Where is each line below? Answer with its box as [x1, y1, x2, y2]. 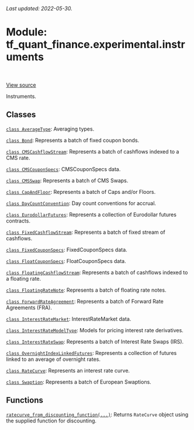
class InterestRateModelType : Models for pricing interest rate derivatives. [6, 326, 184, 333]
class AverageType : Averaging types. [6, 125, 95, 132]
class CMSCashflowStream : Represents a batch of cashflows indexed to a [6, 148, 179, 155]
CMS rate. [6, 154, 30, 161]
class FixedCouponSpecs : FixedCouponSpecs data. [6, 246, 127, 253]
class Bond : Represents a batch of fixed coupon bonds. [6, 136, 140, 144]
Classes [6, 110, 36, 120]
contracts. [6, 217, 31, 224]
